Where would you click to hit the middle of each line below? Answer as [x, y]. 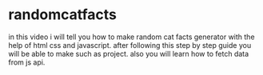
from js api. [27, 62]
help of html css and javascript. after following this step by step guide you [130, 45]
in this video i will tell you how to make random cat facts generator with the [131, 37]
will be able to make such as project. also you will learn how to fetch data [129, 53]
